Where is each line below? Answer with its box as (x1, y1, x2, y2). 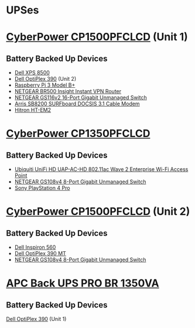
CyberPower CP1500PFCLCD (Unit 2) (6, 205, 190, 218)
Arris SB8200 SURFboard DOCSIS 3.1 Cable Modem (14, 100, 140, 107)
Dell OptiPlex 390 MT (14, 250, 66, 257)
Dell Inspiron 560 (14, 244, 56, 251)
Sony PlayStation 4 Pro (14, 184, 70, 192)
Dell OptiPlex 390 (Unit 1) (6, 316, 67, 323)
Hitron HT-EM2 (14, 107, 52, 114)
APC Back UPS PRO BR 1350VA (6, 276, 159, 290)
